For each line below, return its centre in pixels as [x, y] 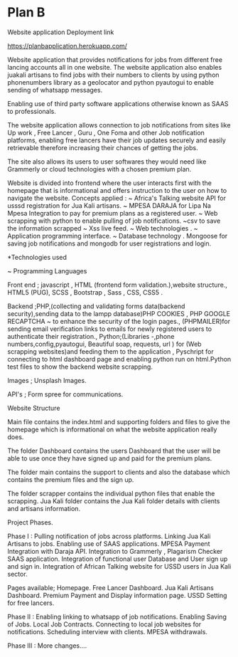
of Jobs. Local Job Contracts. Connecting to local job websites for [104, 624]
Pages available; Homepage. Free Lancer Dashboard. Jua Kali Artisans [111, 587]
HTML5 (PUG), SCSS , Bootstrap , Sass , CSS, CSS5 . [85, 292]
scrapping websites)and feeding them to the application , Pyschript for [111, 351]
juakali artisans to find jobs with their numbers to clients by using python [113, 75]
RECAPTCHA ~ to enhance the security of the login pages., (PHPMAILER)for [119, 321]
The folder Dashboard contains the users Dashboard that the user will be [114, 451]
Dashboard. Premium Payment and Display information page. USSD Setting [117, 595]
